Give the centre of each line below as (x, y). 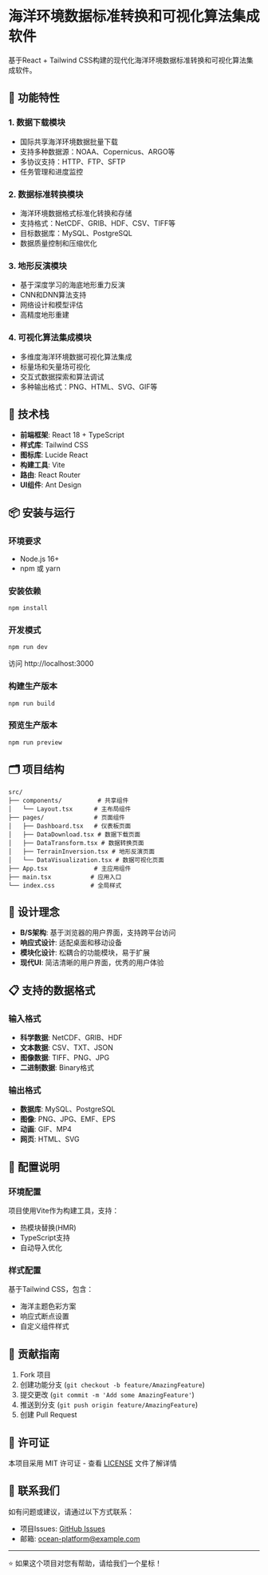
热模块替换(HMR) (48, 1228)
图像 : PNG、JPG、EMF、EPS (67, 1119)
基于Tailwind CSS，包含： (51, 1289)
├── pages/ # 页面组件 (67, 817)
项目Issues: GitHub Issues (63, 1529)
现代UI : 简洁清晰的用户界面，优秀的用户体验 (92, 963)
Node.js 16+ (39, 559)
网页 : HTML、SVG (49, 1139)
